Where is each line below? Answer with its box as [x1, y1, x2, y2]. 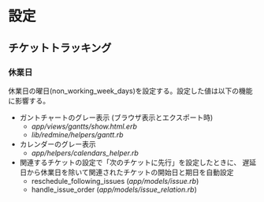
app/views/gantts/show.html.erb [31, 122, 138, 131]
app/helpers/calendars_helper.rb [31, 148, 139, 158]
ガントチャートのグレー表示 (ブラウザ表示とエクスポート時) [19, 112, 214, 122]
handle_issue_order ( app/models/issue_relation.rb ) [31, 185, 197, 194]
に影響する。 [8, 95, 50, 105]
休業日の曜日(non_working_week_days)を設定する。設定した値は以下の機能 [8, 86, 254, 95]
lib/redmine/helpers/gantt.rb [31, 129, 124, 139]
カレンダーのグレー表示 [19, 139, 96, 148]
